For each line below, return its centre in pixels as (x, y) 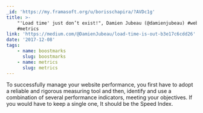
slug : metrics (40, 68)
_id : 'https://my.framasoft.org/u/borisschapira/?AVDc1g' (81, 12)
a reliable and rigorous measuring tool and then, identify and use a (89, 91)
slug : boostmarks (44, 56)
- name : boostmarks (42, 51)
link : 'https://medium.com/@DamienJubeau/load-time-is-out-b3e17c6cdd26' (101, 34)
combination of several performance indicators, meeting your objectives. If (99, 97)
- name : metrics (38, 62)
